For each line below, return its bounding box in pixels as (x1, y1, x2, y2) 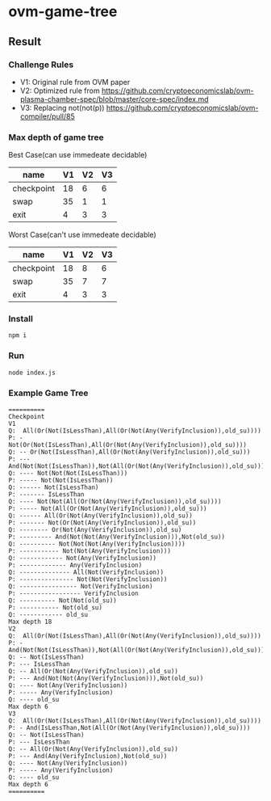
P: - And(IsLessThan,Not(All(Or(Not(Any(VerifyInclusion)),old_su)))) (8, 724, 251, 732)
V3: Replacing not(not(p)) (19, 103, 105, 112)
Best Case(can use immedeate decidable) (8, 150, 148, 160)
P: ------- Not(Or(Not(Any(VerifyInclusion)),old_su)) (8, 519, 197, 527)
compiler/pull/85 (19, 112, 75, 121)
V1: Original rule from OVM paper (19, 77, 131, 86)
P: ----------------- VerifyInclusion (8, 589, 139, 598)
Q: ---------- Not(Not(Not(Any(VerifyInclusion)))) (8, 540, 186, 548)
